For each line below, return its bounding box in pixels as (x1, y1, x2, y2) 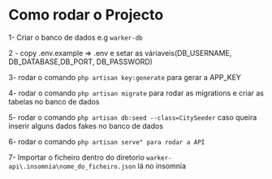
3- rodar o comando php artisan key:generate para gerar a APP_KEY (8, 72, 242, 82)
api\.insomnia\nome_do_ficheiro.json (8, 162, 136, 171)
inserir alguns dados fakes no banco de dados (8, 121, 164, 130)
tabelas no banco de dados (8, 96, 100, 106)
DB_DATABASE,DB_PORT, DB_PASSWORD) (8, 57, 153, 66)
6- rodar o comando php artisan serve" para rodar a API (8, 136, 205, 147)
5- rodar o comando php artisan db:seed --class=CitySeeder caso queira (8, 112, 257, 122)
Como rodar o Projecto (8, 6, 164, 24)
